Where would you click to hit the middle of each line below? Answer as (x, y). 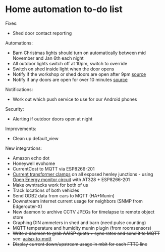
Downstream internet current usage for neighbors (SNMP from (77, 201)
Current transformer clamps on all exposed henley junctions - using (83, 174)
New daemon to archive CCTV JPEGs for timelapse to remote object (84, 212)
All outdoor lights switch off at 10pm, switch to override (70, 63)
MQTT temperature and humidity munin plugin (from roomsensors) (82, 228)
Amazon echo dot (31, 158)
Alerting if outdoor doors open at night (52, 119)
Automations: (19, 43)
